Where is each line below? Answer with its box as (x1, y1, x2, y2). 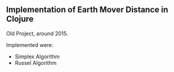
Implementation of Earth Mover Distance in (6, 5, 169, 15)
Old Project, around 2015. (6, 30, 68, 37)
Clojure (6, 14, 34, 24)
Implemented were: (6, 41, 53, 48)
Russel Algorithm (14, 59, 57, 66)
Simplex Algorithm (14, 53, 60, 60)
